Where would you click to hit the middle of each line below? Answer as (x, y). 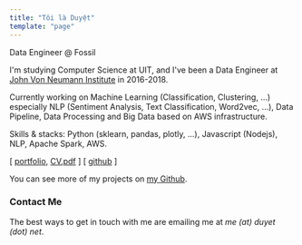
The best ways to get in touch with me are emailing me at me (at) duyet (142, 221)
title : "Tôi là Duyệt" (52, 18)
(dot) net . (27, 231)
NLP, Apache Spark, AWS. (58, 143)
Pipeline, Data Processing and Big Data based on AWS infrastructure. (138, 116)
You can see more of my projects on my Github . (98, 179)
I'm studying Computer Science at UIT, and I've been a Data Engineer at (144, 70)
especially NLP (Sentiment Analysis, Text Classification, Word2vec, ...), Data (151, 106)
